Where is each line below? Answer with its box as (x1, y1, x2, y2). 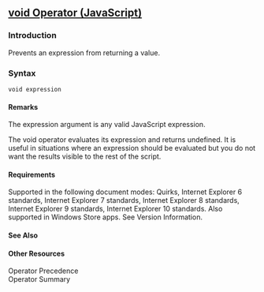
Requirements (8, 170, 56, 179)
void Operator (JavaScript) (8, 6, 143, 20)
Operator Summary (8, 275, 71, 284)
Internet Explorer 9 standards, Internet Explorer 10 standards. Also (8, 204, 223, 214)
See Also (8, 230, 38, 240)
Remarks (8, 102, 39, 111)
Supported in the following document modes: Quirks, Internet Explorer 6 (8, 187, 243, 197)
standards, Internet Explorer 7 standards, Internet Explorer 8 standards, (8, 196, 240, 205)
